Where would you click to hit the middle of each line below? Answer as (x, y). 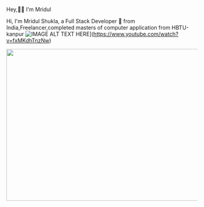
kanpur (15, 34)
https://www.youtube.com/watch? (136, 34)
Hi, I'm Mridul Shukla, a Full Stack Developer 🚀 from (71, 21)
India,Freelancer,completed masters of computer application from (88, 28)
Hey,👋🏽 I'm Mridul (29, 9)
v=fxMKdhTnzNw (28, 40)
